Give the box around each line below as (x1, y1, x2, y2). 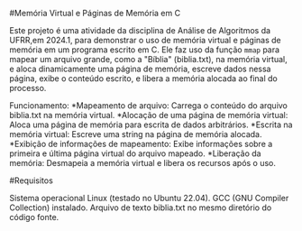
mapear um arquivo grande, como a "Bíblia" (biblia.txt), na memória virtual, (9, 54, 288, 64)
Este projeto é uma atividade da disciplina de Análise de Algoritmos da (9, 25, 271, 35)
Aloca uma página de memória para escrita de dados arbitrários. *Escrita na (9, 119, 293, 130)
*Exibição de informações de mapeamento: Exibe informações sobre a (9, 139, 273, 149)
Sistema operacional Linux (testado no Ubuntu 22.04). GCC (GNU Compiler (9, 193, 289, 203)
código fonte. (9, 212, 59, 222)
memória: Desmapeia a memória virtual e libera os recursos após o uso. (9, 158, 277, 168)
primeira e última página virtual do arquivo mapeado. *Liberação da (9, 148, 261, 159)
